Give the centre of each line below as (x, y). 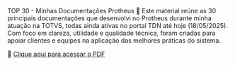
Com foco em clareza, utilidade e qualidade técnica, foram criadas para (111, 33)
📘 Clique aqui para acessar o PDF (56, 54)
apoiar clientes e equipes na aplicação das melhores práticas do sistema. (114, 41)
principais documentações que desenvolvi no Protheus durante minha (110, 18)
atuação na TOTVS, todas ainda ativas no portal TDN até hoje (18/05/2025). (117, 26)
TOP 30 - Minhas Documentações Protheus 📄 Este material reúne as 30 (112, 11)
